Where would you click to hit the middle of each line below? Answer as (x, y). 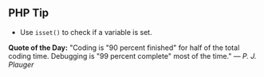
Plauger (21, 64)
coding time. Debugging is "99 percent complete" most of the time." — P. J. (132, 56)
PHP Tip (29, 13)
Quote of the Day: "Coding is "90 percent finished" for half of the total (124, 48)
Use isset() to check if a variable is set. (86, 32)
